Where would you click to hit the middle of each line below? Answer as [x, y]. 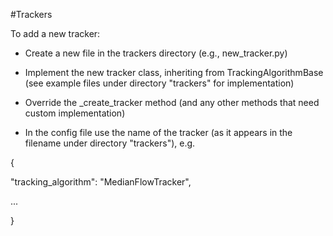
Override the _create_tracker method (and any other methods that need [172, 102]
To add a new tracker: [55, 33]
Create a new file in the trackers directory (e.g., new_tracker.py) [156, 53]
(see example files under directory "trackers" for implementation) [159, 83]
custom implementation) [75, 113]
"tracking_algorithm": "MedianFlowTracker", [101, 182]
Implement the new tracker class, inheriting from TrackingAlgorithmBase [174, 72]
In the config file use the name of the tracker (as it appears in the [158, 132]
